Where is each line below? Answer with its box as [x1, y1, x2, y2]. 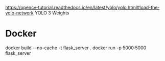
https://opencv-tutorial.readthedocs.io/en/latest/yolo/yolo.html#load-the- [5, 5, 160, 10]
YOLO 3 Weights [35, 10, 69, 16]
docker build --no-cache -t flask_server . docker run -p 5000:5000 [5, 45, 147, 51]
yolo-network [5, 10, 34, 16]
